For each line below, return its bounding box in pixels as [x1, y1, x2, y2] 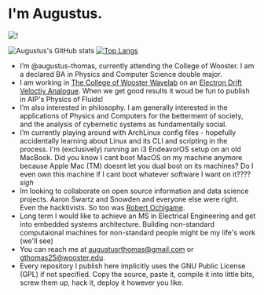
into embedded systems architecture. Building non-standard [19, 219, 214, 228]
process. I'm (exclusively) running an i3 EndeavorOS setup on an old [19, 144, 241, 154]
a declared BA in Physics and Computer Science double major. [19, 69, 222, 78]
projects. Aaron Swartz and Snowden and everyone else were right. [19, 194, 239, 204]
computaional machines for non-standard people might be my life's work [19, 228, 256, 237]
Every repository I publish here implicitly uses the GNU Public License [19, 260, 246, 271]
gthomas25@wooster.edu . [19, 253, 105, 262]
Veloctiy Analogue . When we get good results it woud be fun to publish [19, 86, 250, 95]
